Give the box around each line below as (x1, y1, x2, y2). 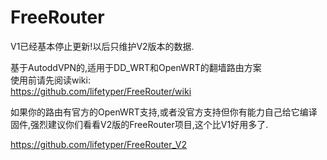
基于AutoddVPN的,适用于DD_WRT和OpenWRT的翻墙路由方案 (10, 61, 262, 73)
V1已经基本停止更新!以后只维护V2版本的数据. (10, 40, 195, 52)
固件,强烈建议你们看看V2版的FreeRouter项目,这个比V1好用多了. (10, 118, 269, 130)
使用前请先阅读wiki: (10, 74, 91, 86)
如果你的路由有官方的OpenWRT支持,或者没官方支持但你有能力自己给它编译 (10, 106, 318, 118)
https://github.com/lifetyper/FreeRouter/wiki (10, 85, 192, 97)
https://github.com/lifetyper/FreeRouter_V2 (10, 138, 188, 150)
